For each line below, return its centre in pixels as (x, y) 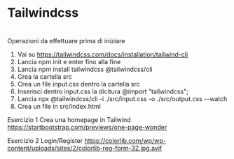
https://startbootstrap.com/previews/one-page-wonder (87, 128)
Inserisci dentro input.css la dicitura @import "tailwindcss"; (103, 91)
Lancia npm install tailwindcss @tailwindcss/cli (85, 69)
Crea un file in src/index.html (59, 107)
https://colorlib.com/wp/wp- (125, 141)
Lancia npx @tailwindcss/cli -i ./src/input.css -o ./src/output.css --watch (122, 99)
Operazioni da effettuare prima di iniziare (66, 41)
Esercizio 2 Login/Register (45, 141)
